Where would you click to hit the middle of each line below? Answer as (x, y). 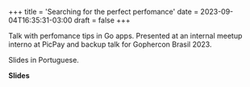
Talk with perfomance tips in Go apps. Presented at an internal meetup (125, 36)
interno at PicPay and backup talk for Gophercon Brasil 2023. (110, 44)
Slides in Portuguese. (44, 60)
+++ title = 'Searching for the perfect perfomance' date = (104, 12)
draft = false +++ (102, 20)
